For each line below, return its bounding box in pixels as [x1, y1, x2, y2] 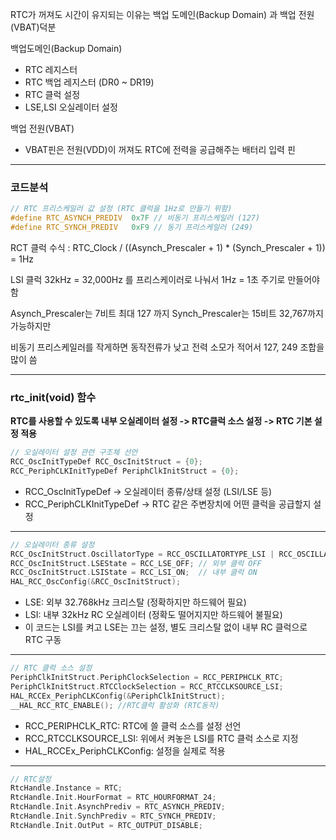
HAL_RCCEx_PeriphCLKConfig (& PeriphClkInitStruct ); [10, 691, 226, 701]
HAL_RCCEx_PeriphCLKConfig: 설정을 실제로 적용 [24, 744, 226, 757]
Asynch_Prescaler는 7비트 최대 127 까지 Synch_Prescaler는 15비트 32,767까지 [10, 307, 324, 319]
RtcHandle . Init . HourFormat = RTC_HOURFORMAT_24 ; [10, 793, 217, 803]
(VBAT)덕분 [10, 21, 57, 33]
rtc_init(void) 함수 [10, 390, 97, 404]
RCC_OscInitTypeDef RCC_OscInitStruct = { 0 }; [10, 457, 203, 467]
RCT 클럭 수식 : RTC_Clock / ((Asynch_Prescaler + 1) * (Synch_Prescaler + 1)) [10, 241, 326, 253]
